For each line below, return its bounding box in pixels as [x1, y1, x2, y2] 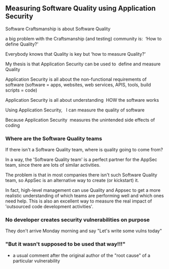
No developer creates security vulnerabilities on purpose [5, 216, 150, 223]
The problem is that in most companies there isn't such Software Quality [5, 172, 157, 178]
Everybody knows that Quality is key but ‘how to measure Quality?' [5, 51, 146, 57]
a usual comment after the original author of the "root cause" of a [12, 252, 151, 258]
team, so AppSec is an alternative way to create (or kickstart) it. [5, 177, 139, 184]
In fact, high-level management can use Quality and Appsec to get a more [5, 187, 161, 193]
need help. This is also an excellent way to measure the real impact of [5, 198, 152, 204]
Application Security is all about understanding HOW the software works [5, 97, 159, 103]
